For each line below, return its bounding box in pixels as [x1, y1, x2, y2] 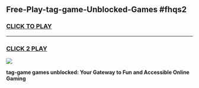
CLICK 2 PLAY [6, 44, 47, 52]
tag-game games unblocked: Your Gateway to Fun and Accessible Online [6, 69, 190, 76]
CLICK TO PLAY [6, 22, 52, 31]
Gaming [6, 75, 26, 82]
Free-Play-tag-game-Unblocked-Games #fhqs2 [6, 5, 187, 15]
